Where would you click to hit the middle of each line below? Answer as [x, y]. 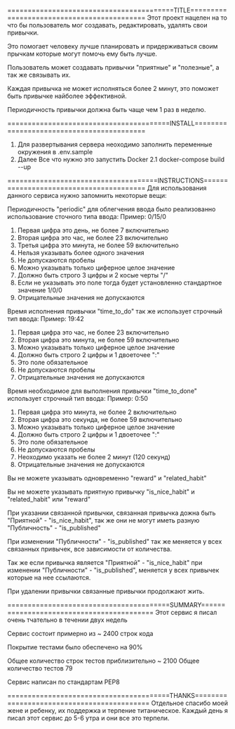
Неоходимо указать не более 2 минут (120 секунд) [94, 457]
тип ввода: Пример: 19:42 [46, 319]
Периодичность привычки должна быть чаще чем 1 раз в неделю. [107, 110]
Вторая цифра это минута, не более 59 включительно [98, 340]
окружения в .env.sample [55, 152]
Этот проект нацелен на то [187, 18]
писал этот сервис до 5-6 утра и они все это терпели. [88, 718]
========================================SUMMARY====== [116, 605]
